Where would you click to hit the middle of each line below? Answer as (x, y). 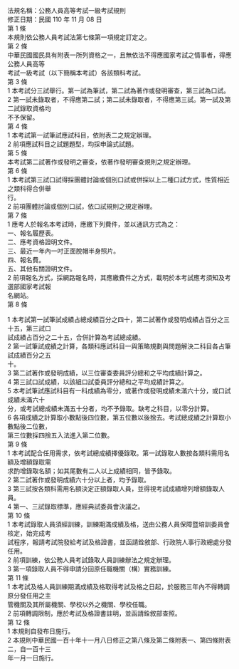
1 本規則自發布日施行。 (41, 631)
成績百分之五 (32, 355)
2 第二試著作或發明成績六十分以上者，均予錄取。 (79, 480)
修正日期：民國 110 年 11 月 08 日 (55, 19)
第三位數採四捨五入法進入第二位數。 (60, 435)
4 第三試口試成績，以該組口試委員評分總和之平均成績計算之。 (97, 382)
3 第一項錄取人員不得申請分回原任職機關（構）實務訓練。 (91, 569)
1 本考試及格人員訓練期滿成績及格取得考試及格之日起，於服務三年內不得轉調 (118, 587)
